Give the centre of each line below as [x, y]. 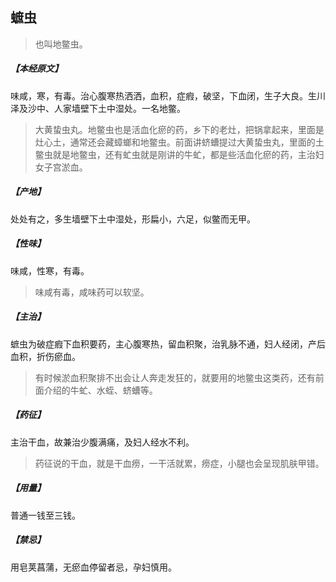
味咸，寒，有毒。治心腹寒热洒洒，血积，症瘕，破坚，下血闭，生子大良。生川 [168, 95]
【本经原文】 [36, 69]
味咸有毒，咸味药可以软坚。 [92, 292]
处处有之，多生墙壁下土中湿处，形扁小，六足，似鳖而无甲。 [133, 219]
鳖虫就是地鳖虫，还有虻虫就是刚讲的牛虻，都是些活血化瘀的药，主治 [175, 154]
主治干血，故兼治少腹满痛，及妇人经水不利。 [102, 442]
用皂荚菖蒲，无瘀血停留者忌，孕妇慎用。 [93, 567]
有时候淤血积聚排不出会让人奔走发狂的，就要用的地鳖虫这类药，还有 [175, 377]
